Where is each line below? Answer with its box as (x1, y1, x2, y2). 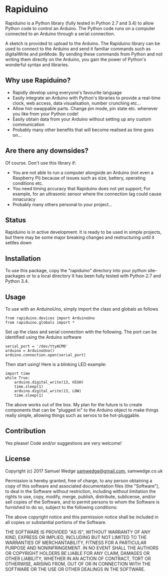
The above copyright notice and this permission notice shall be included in (5, 514, 158, 520)
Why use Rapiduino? (5, 76, 71, 85)
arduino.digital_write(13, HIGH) (14, 380, 84, 385)
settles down (5, 240, 32, 246)
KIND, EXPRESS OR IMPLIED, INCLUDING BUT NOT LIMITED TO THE (5, 534, 147, 540)
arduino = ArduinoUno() (5, 348, 55, 353)
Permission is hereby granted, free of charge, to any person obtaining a (5, 477, 152, 483)
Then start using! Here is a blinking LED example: (5, 361, 106, 367)
